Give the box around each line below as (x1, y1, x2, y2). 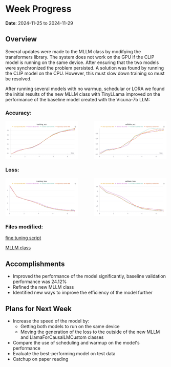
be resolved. (5, 75, 32, 82)
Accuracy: (5, 109, 32, 116)
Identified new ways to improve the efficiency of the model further (12, 290, 153, 296)
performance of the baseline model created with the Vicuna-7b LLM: (5, 96, 150, 102)
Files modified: (5, 223, 44, 230)
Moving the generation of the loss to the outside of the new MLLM (20, 329, 160, 335)
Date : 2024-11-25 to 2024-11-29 (5, 20, 73, 26)
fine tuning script (5, 235, 41, 241)
